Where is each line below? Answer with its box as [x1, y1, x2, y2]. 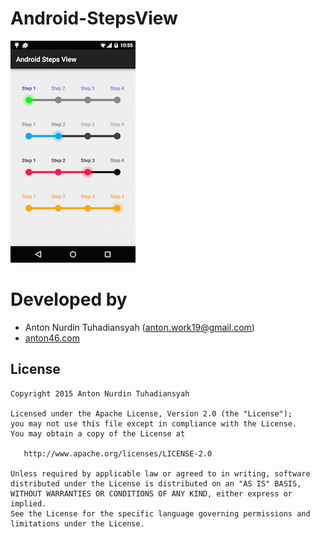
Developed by [10, 288, 128, 311]
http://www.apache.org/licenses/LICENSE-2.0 [23, 448, 213, 459]
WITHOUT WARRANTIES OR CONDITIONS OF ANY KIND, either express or [10, 488, 293, 499]
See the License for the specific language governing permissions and [10, 508, 311, 519]
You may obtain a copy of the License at [10, 428, 186, 439]
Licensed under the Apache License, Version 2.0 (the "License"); [10, 408, 293, 419]
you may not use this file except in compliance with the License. [10, 418, 298, 429]
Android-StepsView [10, 7, 178, 30]
